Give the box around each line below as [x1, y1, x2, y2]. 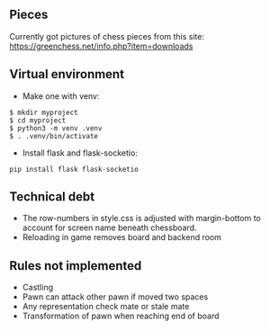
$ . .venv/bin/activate [9, 131, 99, 140]
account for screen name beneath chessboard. [22, 222, 197, 233]
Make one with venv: [22, 90, 100, 102]
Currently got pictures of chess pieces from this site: [9, 31, 205, 41]
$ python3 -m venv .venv [9, 123, 103, 133]
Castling [22, 282, 54, 293]
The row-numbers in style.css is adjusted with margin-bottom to [22, 213, 261, 224]
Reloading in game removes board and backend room [22, 232, 222, 243]
